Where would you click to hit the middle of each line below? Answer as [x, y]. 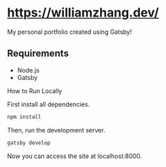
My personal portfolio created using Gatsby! [70, 32]
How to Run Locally [35, 90]
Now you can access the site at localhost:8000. [75, 156]
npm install [24, 117]
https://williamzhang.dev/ [83, 13]
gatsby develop [29, 143]
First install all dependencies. [49, 104]
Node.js [28, 70]
